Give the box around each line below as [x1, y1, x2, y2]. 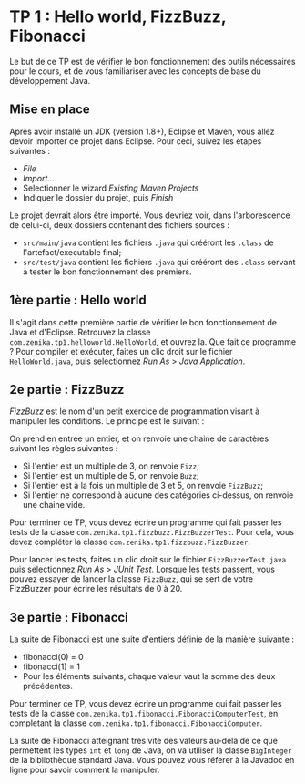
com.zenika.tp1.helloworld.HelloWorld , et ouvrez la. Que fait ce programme [9, 335, 297, 347]
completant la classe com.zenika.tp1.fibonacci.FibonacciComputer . [9, 717, 263, 728]
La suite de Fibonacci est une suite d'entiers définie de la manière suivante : [9, 634, 294, 645]
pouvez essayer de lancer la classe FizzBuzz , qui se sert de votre [9, 573, 253, 584]
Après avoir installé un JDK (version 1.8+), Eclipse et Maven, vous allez [9, 126, 275, 137]
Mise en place [9, 102, 91, 118]
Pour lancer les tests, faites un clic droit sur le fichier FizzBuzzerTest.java [9, 554, 287, 565]
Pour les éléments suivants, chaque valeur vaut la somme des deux [22, 671, 276, 682]
